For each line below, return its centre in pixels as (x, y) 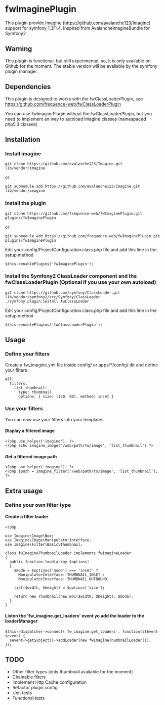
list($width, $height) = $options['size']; (60, 588)
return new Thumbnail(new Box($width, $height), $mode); (74, 596)
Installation (23, 139)
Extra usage (24, 491)
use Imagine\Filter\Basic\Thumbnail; (44, 544)
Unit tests (22, 693)
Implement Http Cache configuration (49, 682)
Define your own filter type (38, 505)
